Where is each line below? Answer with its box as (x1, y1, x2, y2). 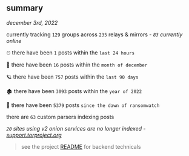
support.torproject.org (6, 131, 62, 138)
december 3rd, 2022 (6, 19, 58, 26)
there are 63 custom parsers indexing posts (6, 113, 114, 120)
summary (6, 3, 44, 13)
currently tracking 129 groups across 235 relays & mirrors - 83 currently (6, 31, 183, 38)
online (6, 37, 22, 44)
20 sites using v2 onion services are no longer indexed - (6, 125, 146, 132)
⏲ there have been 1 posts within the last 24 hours (6, 49, 135, 56)
